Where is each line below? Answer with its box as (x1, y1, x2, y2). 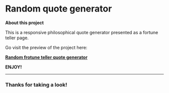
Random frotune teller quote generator (5, 54, 88, 60)
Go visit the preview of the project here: (5, 44, 88, 50)
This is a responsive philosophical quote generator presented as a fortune (5, 29, 158, 35)
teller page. (5, 35, 29, 41)
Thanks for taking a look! (5, 81, 67, 88)
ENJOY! (5, 64, 22, 70)
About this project (5, 20, 44, 26)
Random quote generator (5, 3, 112, 15)
